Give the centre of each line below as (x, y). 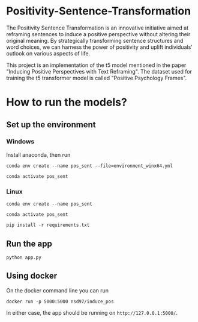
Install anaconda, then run (38, 154)
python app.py (24, 257)
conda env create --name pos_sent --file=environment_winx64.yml (89, 166)
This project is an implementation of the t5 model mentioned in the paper (96, 65)
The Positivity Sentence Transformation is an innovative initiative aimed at (97, 28)
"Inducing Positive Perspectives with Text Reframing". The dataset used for (99, 71)
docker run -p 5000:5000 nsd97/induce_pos (60, 301)
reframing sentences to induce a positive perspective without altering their (98, 34)
